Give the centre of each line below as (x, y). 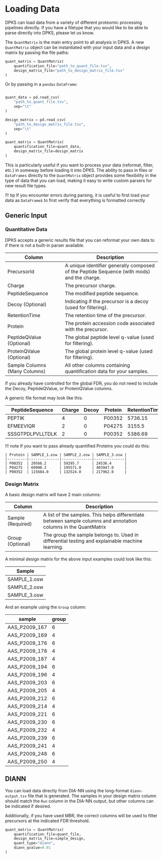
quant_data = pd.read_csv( (32, 98)
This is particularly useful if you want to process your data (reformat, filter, (79, 165)
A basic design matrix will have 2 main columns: (53, 494)
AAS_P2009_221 (27, 714)
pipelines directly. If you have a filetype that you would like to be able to (77, 27)
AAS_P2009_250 (27, 761)
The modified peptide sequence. (102, 293)
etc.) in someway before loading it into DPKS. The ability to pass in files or (79, 170)
